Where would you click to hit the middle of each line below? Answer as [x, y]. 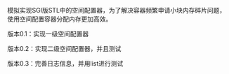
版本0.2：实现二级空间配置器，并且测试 [64, 49]
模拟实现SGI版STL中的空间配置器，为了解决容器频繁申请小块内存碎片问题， [117, 10]
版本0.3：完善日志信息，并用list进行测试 [65, 64]
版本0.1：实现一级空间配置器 [48, 34]
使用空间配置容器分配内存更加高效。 [60, 19]
